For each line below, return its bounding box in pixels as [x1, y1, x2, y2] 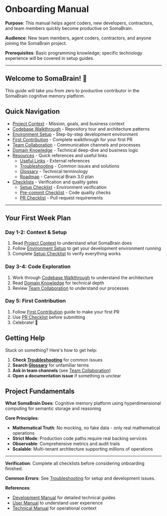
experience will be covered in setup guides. [5, 55, 94, 61]
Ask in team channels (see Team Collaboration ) [12, 367, 111, 373]
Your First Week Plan [5, 213, 71, 222]
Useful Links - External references [19, 158, 90, 164]
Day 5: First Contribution [5, 298, 66, 305]
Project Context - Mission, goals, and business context [12, 121, 125, 127]
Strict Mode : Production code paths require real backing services [12, 435, 148, 442]
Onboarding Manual [5, 3, 89, 15]
